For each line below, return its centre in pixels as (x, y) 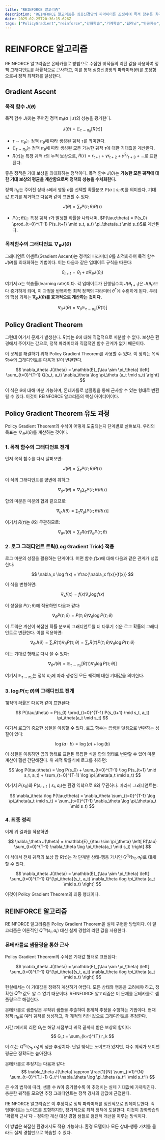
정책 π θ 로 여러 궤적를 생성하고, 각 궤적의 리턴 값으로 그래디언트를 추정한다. (76, 1017)
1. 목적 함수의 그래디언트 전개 (37, 447)
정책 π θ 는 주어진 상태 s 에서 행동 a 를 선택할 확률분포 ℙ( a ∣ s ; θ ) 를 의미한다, (76, 190)
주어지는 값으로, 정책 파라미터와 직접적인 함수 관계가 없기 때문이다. (82, 344)
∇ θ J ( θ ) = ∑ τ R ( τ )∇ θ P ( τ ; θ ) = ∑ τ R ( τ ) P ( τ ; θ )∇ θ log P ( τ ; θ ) (82, 643)
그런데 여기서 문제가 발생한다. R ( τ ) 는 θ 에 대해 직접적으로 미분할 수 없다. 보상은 (80, 337)
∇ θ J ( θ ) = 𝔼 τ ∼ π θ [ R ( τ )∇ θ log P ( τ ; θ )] (82, 664)
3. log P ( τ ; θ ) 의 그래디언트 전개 (40, 691)
